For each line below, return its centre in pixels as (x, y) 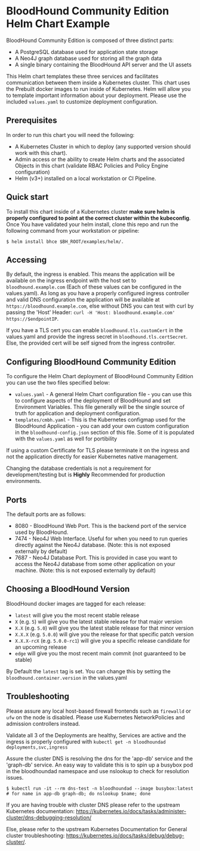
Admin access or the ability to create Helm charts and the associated (100, 159)
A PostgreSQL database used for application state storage (86, 51)
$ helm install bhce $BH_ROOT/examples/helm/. (65, 241)
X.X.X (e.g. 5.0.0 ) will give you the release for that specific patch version (104, 634)
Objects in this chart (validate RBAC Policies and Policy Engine (91, 165)
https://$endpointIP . (33, 319)
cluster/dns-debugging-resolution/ (49, 817)
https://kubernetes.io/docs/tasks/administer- (131, 811)
